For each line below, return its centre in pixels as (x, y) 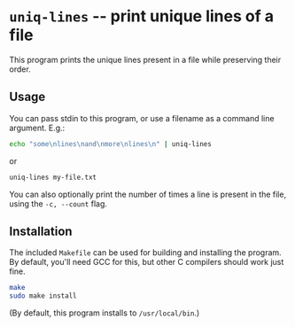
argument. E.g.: (37, 128)
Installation (41, 231)
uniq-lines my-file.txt (53, 177)
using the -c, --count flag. (58, 203)
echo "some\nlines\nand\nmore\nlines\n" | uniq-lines (111, 144)
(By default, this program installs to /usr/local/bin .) (105, 313)
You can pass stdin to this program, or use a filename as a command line (142, 118)
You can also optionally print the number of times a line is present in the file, (147, 194)
